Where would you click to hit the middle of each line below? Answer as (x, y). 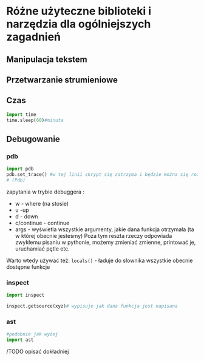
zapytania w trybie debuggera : (46, 192)
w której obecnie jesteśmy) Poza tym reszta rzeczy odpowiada (93, 235)
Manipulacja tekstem (47, 59)
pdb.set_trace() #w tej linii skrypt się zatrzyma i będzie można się (97, 175)
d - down (26, 216)
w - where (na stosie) (42, 203)
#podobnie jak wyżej (32, 334)
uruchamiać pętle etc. (42, 248)
